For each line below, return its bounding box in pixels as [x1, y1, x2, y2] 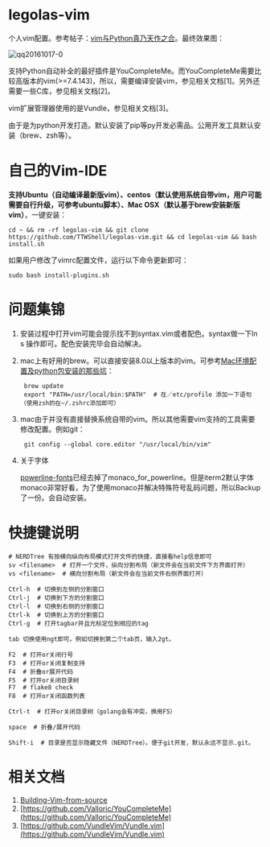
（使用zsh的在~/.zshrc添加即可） [19, 399, 121, 407]
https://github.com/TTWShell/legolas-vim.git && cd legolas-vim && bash [8, 233, 257, 241]
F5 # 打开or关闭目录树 [8, 676, 80, 684]
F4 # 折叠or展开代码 [8, 667, 74, 676]
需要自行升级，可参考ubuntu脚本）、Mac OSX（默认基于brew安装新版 [8, 200, 240, 209]
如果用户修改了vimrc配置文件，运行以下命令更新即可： [8, 255, 189, 265]
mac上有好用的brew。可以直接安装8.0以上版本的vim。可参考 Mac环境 [19, 356, 250, 366]
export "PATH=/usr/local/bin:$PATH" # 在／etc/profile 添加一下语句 [23, 390, 252, 399]
